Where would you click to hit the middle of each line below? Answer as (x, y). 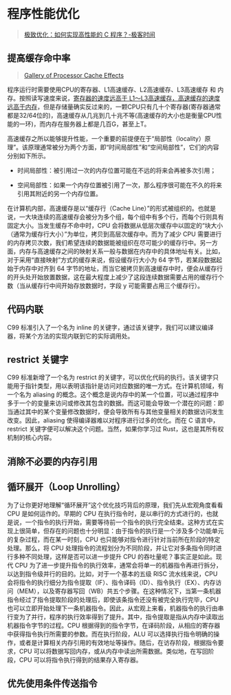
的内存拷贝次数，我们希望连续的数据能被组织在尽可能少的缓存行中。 (103, 242)
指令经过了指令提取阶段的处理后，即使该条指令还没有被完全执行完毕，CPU (113, 599)
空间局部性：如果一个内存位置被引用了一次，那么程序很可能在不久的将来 (119, 185)
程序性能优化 (44, 14)
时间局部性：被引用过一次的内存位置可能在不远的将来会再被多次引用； (117, 170)
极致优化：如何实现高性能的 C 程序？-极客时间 (90, 34)
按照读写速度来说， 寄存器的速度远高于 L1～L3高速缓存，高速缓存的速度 (120, 98)
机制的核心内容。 (31, 438)
